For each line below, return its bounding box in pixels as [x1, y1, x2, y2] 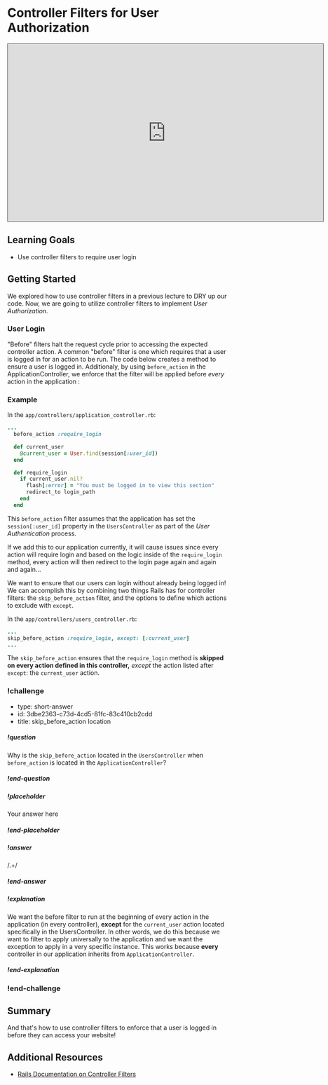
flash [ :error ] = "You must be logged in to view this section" [25, 482, 215, 489]
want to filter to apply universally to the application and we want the [7, 934, 203, 943]
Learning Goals [7, 234, 76, 246]
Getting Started [7, 273, 76, 285]
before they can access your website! [7, 1031, 116, 1039]
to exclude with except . [7, 601, 74, 609]
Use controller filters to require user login [17, 252, 137, 261]
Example [7, 395, 38, 404]
